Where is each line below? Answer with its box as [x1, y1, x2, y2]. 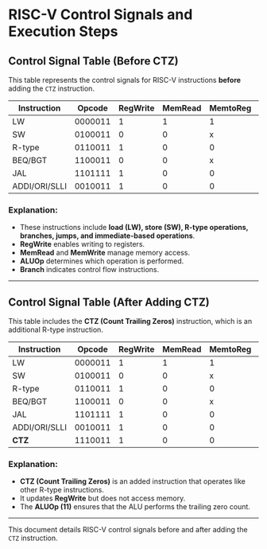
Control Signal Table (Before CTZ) [8, 54, 179, 68]
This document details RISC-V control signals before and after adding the [8, 525, 248, 535]
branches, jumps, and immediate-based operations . [19, 231, 195, 240]
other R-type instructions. [19, 485, 105, 495]
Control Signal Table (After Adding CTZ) [8, 295, 211, 309]
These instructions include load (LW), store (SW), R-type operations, [19, 223, 249, 232]
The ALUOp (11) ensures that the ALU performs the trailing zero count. [19, 502, 250, 512]
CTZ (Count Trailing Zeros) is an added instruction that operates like [19, 477, 246, 486]
